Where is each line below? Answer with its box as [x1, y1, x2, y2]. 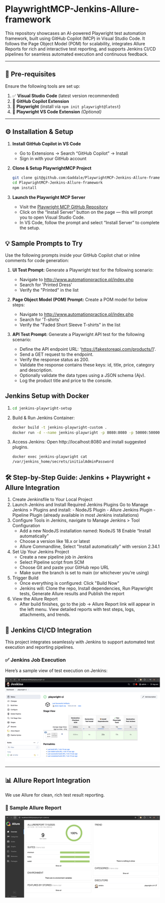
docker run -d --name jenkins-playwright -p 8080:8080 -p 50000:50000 [12, 430, 160, 435]
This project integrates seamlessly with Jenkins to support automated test [5, 639, 155, 645]
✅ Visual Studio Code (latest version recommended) [12, 93, 119, 99]
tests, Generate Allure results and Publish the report [19, 591, 125, 597]
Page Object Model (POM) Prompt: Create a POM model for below [12, 297, 148, 302]
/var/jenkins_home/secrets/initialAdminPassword [12, 459, 114, 464]
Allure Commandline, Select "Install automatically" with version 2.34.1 [19, 543, 160, 550]
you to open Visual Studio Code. [19, 214, 85, 220]
